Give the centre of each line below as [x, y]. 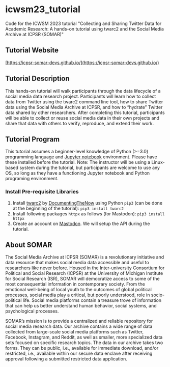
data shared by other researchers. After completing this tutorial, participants [85, 112]
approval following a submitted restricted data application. [66, 359]
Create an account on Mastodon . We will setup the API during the [81, 223]
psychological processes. [32, 311]
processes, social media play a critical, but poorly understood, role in [78, 295]
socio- [158, 295]
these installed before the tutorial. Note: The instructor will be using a [78, 162]
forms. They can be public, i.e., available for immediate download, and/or [82, 348]
